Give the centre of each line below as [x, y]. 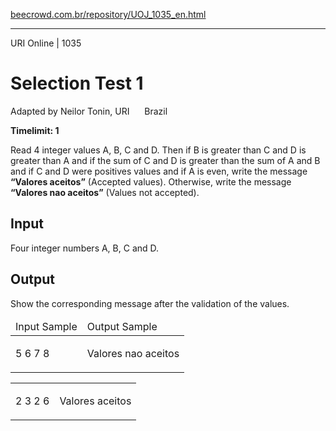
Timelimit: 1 [35, 130]
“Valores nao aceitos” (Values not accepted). [105, 192]
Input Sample [46, 326]
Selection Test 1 [77, 83]
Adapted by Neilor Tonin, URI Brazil [89, 111]
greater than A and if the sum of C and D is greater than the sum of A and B [165, 160]
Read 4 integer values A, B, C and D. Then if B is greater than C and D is [158, 150]
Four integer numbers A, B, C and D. [85, 248]
